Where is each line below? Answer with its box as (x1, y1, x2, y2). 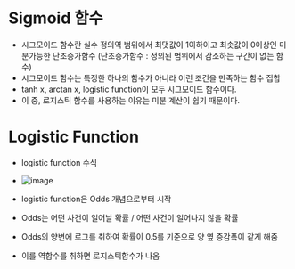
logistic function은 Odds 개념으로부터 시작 (20, 193, 172, 204)
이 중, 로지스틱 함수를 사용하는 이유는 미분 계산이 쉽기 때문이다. (20, 94, 241, 105)
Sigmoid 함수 (8, 8, 103, 29)
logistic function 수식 (20, 157, 97, 167)
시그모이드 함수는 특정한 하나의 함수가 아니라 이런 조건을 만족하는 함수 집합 (20, 72, 282, 83)
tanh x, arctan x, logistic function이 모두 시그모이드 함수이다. (20, 84, 237, 94)
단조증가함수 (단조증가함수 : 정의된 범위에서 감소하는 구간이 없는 (52, 50, 275, 61)
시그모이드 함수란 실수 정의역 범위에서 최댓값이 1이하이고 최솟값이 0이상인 (20, 39, 277, 50)
